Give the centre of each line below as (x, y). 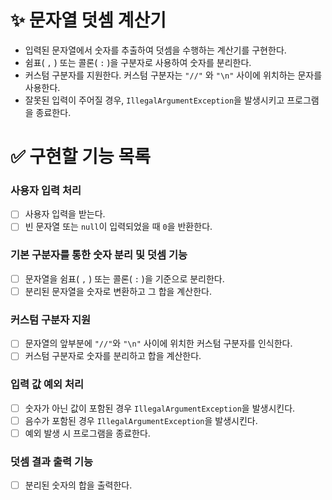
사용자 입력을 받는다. (65, 214)
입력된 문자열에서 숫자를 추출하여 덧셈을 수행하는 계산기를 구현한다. (155, 50)
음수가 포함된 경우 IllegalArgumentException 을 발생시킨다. (141, 420)
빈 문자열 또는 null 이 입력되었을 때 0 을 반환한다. (118, 227)
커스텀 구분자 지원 (51, 319)
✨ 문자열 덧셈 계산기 (88, 20)
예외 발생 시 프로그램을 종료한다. (87, 433)
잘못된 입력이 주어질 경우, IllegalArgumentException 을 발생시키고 (154, 100)
